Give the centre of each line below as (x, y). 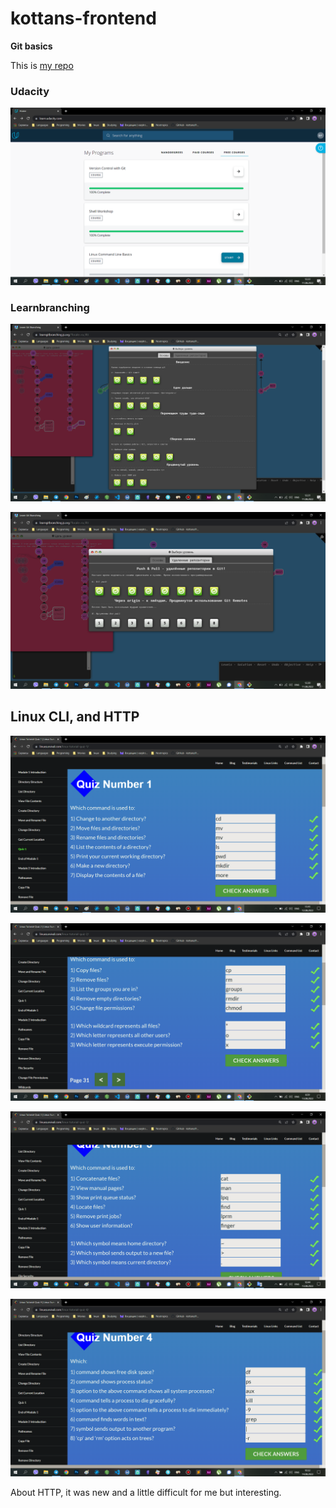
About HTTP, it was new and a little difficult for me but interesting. (146, 1492)
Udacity (30, 91)
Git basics (31, 46)
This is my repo (42, 65)
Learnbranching (50, 307)
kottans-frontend (83, 18)
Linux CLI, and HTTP (75, 717)
